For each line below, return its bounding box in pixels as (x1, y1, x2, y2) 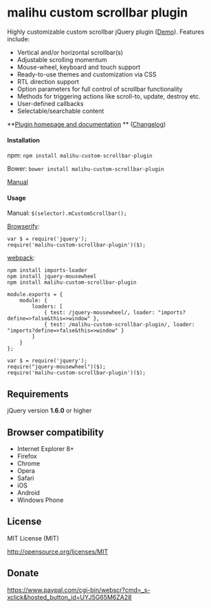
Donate (7, 567, 39, 579)
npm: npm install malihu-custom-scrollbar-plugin (7, 151, 153, 160)
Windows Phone (16, 496, 64, 504)
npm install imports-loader (7, 267, 88, 274)
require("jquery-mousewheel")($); (7, 364, 107, 370)
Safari (16, 474, 34, 482)
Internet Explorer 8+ (16, 444, 74, 452)
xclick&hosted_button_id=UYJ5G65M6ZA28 (7, 593, 132, 601)
